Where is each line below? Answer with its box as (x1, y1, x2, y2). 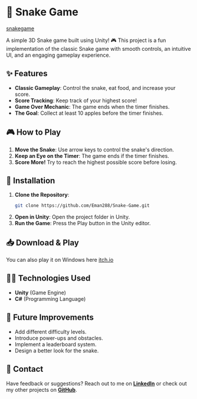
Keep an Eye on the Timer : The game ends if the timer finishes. (14, 152, 169, 159)
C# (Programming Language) (14, 295, 86, 302)
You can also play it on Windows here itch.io (6, 257, 114, 264)
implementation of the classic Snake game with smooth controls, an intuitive (6, 45, 191, 52)
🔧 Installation (6, 176, 55, 186)
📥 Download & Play (6, 238, 80, 248)
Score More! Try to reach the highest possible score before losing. (14, 158, 177, 166)
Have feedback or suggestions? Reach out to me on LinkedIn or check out (6, 379, 187, 387)
